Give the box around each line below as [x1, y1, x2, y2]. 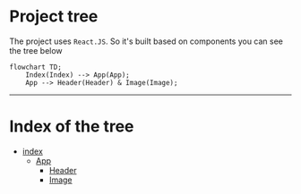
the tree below [9, 45, 63, 55]
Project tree [9, 6, 99, 27]
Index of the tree [9, 116, 134, 137]
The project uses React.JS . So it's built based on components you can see [9, 36, 284, 46]
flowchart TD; [9, 63, 63, 72]
